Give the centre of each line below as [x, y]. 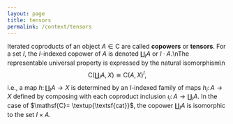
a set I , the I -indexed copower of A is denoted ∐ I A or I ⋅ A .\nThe [98, 55]
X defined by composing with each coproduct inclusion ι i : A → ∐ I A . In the [112, 97]
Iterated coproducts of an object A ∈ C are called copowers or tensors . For [116, 47]
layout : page [26, 14]
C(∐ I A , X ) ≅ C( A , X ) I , [117, 75]
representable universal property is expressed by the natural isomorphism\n [116, 63]
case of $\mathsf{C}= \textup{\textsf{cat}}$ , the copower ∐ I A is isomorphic [116, 107]
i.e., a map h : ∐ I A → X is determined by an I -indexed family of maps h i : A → [115, 88]
